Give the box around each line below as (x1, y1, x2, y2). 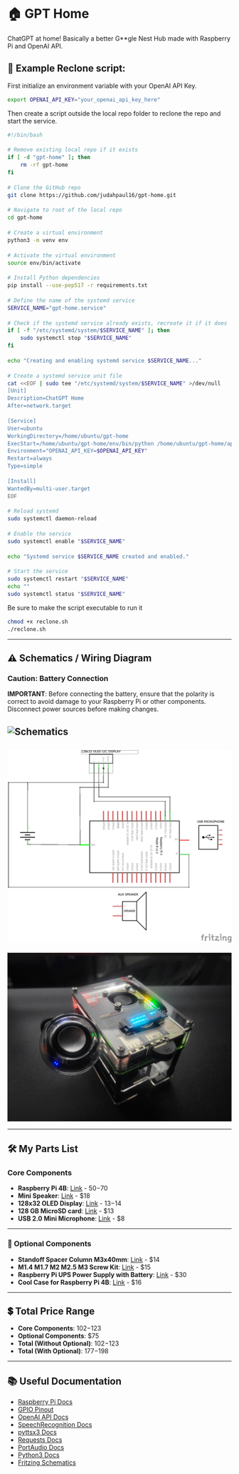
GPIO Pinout (17, 1405, 54, 1414)
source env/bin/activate (7, 259, 81, 266)
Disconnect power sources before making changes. (7, 705, 159, 714)
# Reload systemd (7, 508, 59, 515)
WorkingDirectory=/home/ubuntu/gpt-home (7, 433, 129, 440)
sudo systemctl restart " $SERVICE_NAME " (7, 575, 129, 582)
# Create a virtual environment (7, 229, 103, 236)
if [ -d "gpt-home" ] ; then (7, 154, 91, 161)
